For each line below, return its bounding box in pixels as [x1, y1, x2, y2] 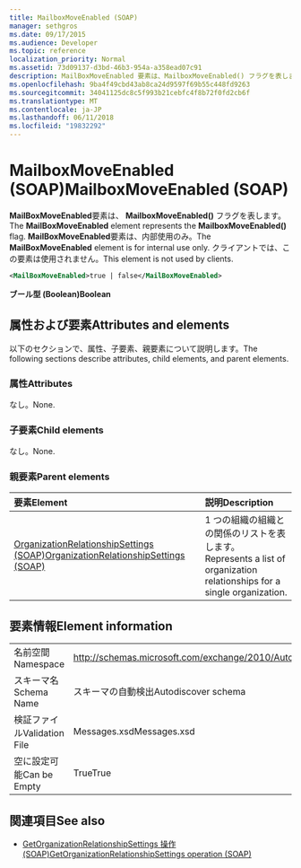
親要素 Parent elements [9, 470, 110, 483]
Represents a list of [204, 552, 286, 565]
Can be [22, 768, 54, 781]
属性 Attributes [9, 377, 73, 390]
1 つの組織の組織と [204, 513, 285, 526]
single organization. [204, 585, 288, 598]
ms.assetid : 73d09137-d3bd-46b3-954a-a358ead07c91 [9, 64, 202, 73]
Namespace [13, 658, 65, 671]
